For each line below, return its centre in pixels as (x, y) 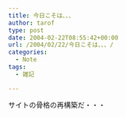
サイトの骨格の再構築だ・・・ (57, 104)
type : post (26, 30)
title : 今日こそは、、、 (42, 15)
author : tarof (32, 23)
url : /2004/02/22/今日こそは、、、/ (61, 45)
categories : (28, 52)
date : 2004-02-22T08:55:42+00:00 (63, 38)
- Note (26, 60)
